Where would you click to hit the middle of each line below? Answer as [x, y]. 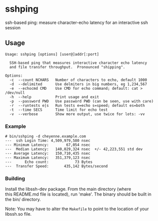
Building [15, 178]
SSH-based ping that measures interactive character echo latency [78, 63]
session [13, 27]
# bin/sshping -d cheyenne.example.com [46, 137]
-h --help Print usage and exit [54, 97]
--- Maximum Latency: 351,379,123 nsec [48, 158]
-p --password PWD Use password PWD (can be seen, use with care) [81, 101]
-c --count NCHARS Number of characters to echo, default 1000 [78, 80]
